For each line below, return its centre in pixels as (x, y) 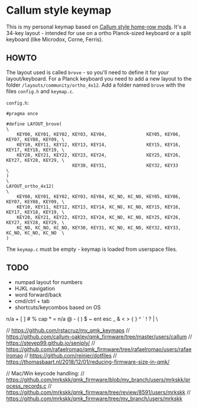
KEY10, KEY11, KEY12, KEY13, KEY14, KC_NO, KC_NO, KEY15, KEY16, (99, 207)
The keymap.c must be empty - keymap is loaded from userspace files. (92, 249)
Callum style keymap (59, 10)
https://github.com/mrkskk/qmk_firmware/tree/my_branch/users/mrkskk (94, 399)
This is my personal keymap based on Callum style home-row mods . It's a (96, 27)
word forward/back (38, 295)
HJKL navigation (35, 288)
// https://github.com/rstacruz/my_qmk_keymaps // (68, 330)
